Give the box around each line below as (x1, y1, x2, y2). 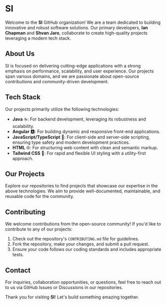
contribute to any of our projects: (5, 226, 73, 232)
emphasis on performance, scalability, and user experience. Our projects (5, 68, 154, 74)
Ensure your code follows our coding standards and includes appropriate (12, 246, 162, 252)
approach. (12, 155, 34, 161)
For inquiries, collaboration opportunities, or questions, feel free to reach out (5, 279, 162, 285)
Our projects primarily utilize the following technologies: (5, 106, 119, 112)
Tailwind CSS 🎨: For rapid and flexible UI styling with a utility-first (12, 150, 146, 156)
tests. (12, 251, 24, 258)
